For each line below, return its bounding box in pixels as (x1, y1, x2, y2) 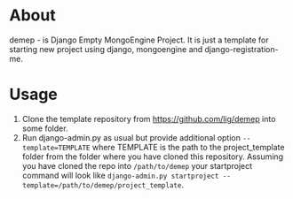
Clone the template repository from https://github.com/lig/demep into (21, 113, 276, 124)
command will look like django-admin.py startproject (21, 170, 219, 180)
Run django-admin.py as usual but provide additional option (21, 132, 242, 142)
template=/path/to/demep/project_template (21, 180, 182, 190)
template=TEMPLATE (21, 143, 91, 152)
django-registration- (204, 43, 279, 54)
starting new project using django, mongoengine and (9, 43, 203, 54)
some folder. (21, 123, 68, 134)
